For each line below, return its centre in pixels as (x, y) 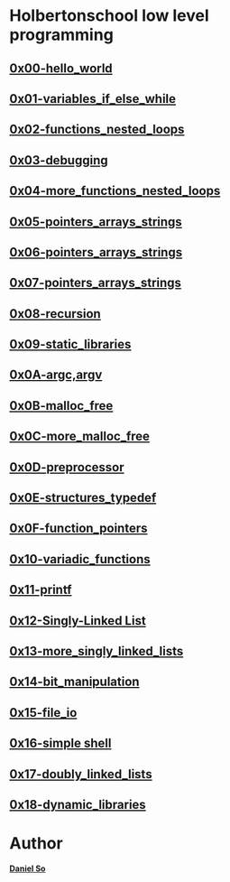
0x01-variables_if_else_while (93, 99)
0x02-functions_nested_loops (97, 130)
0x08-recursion (55, 314)
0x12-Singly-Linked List (78, 621)
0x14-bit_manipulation (74, 682)
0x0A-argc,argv (56, 375)
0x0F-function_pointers (78, 529)
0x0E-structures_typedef (83, 498)
